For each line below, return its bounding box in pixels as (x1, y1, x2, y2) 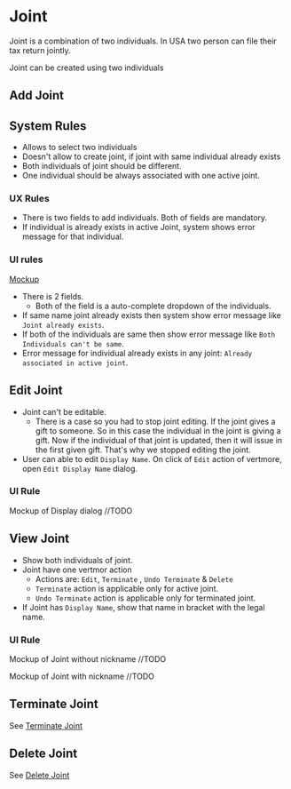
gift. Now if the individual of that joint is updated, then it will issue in (35, 434, 283, 445)
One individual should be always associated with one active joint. (21, 171, 260, 181)
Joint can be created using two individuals (9, 62, 164, 73)
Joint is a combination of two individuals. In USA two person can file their (9, 36, 277, 46)
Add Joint (9, 88, 65, 103)
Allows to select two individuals (21, 142, 138, 153)
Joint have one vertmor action (21, 564, 132, 575)
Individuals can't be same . (21, 338, 124, 348)
